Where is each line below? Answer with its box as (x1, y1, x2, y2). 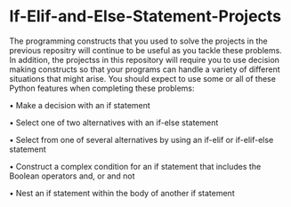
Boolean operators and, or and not (9, 171, 135, 181)
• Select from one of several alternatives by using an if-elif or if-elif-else (9, 134, 274, 145)
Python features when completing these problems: (9, 83, 195, 93)
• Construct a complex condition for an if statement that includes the (9, 161, 262, 171)
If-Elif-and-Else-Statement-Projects (9, 6, 282, 27)
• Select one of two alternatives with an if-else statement (9, 117, 219, 128)
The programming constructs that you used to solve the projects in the (9, 36, 269, 46)
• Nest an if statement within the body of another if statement (9, 187, 235, 198)
